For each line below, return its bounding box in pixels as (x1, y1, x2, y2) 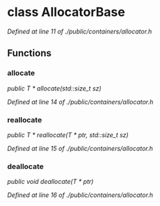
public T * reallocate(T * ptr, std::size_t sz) (7, 130, 129, 139)
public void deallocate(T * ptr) (7, 177, 94, 186)
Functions (7, 47, 52, 59)
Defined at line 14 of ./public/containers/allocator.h (7, 97, 154, 106)
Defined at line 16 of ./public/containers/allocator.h (7, 191, 154, 199)
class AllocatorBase (7, 4, 125, 20)
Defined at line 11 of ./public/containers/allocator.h (7, 27, 152, 35)
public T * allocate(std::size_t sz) (7, 84, 102, 93)
